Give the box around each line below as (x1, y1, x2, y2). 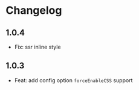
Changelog (5, 4, 62, 17)
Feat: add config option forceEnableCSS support (14, 76, 133, 84)
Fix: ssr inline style (14, 43, 61, 50)
